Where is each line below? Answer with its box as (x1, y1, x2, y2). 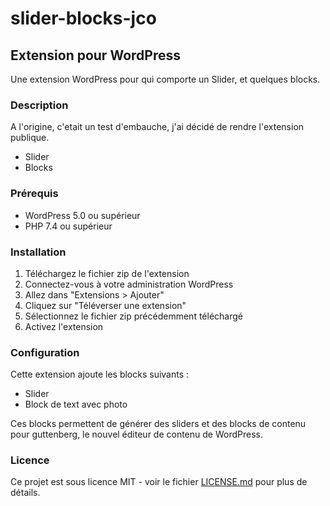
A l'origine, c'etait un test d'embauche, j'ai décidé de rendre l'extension (10, 121, 305, 133)
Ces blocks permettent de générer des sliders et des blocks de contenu (10, 418, 307, 430)
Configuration (10, 345, 80, 359)
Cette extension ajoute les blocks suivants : (10, 368, 190, 381)
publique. (10, 132, 50, 144)
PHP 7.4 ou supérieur (24, 220, 113, 232)
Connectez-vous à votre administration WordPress (24, 278, 234, 290)
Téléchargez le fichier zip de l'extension (24, 267, 190, 279)
